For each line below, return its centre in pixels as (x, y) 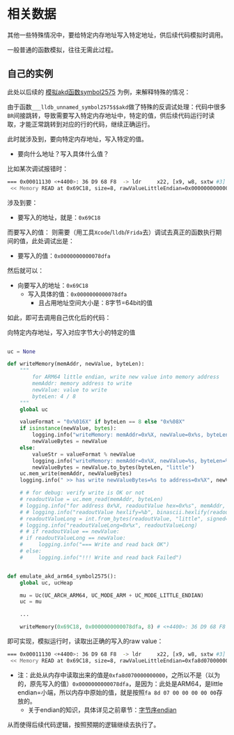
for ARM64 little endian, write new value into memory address (126, 377)
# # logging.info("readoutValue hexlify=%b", (87, 512)
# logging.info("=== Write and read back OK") (95, 545)
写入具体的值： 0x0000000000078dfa (77, 294)
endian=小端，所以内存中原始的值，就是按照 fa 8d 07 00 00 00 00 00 (117, 692)
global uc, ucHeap (46, 582)
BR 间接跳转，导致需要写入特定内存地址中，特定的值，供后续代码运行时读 (111, 115)
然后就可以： (25, 270)
